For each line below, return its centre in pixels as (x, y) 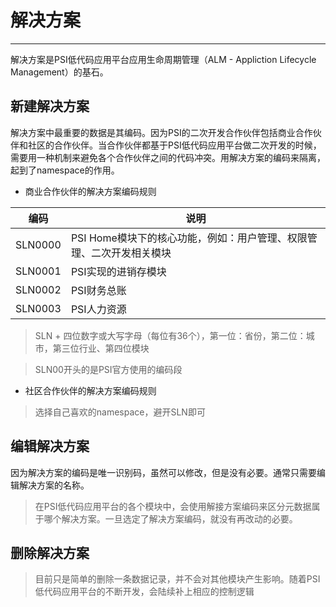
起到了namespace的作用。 (65, 170)
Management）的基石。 (59, 72)
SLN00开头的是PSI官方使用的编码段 (108, 369)
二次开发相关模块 (131, 253)
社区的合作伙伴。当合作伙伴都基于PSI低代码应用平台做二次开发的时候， (174, 145)
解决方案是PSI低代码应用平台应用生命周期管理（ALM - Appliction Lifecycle (163, 59)
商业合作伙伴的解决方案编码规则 (90, 191)
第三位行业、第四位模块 (101, 348)
